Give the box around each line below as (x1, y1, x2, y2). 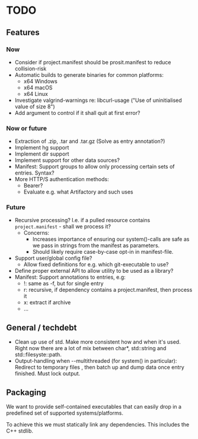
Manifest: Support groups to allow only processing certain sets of (14, 163, 175, 170)
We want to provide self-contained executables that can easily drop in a (6, 403, 182, 410)
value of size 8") (14, 102, 55, 110)
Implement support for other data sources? (14, 157, 120, 164)
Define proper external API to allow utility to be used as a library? (14, 267, 174, 275)
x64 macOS (23, 84, 53, 91)
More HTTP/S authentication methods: (14, 176, 110, 183)
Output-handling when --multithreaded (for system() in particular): (14, 357, 177, 365)
